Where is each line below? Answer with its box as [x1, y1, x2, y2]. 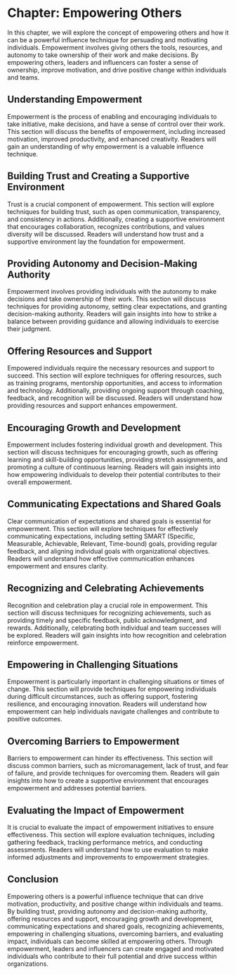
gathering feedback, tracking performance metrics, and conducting [7, 838, 203, 847]
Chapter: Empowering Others [7, 5, 183, 21]
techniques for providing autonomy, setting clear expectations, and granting [7, 302, 227, 311]
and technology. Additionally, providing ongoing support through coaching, [7, 386, 225, 395]
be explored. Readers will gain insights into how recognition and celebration [7, 631, 227, 639]
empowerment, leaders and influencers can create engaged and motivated [7, 944, 224, 952]
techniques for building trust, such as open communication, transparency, [7, 207, 221, 216]
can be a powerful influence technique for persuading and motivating [7, 35, 208, 44]
